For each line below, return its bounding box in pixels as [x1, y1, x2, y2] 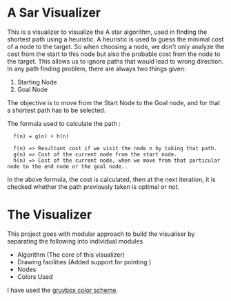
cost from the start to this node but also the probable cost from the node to [7, 50, 221, 58]
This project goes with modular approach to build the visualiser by [7, 230, 195, 238]
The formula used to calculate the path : [7, 119, 121, 127]
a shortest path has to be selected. [7, 106, 106, 114]
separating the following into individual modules [7, 237, 143, 245]
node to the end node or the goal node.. [7, 163, 128, 170]
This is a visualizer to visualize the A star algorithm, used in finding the [7, 28, 208, 36]
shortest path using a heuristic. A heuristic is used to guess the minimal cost [7, 35, 224, 43]
